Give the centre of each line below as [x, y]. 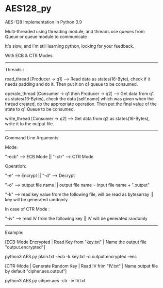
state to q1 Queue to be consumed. [40, 109]
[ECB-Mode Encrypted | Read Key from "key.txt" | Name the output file [76, 242]
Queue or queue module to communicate [46, 37]
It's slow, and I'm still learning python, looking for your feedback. [70, 46]
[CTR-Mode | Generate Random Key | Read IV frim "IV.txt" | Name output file [81, 266]
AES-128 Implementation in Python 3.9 [44, 22]
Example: [14, 232]
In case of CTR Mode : [27, 209]
